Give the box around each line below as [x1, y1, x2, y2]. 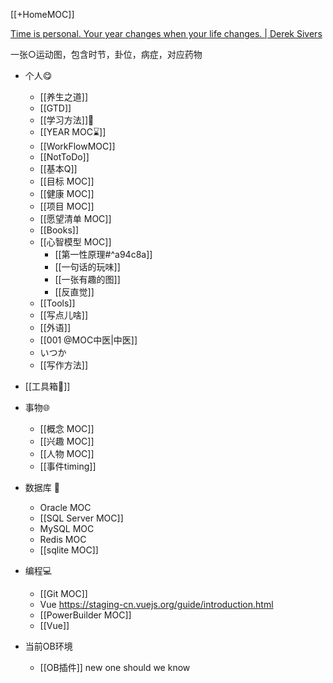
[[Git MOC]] [39, 588, 88, 599]
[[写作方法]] [39, 359, 89, 371]
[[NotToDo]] [39, 151, 90, 163]
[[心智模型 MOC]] [39, 236, 112, 248]
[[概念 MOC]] [39, 423, 95, 434]
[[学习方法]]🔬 [39, 114, 95, 126]
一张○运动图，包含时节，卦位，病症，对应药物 [10, 49, 203, 60]
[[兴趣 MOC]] [39, 435, 95, 447]
